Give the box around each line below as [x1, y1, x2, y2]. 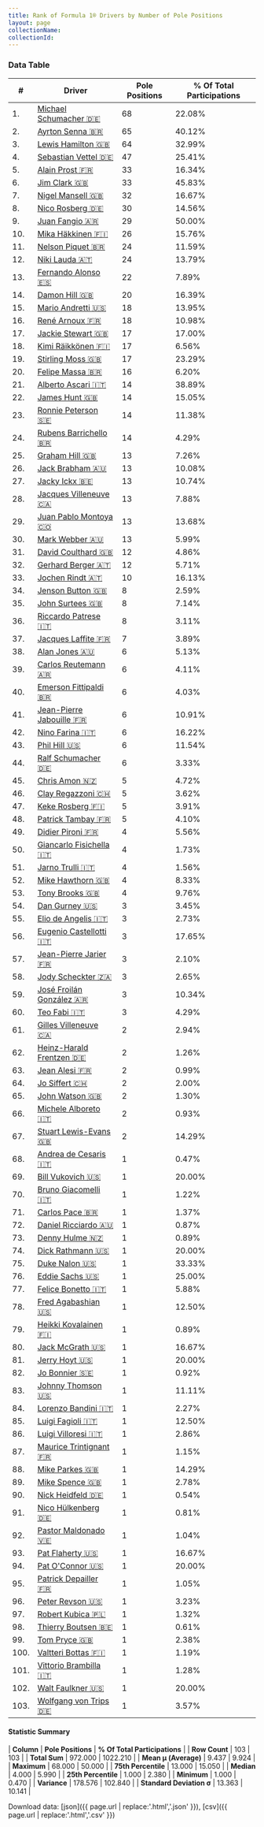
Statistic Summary [8, 1727, 71, 1736]
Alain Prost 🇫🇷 [37, 164, 93, 175]
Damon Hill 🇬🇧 [37, 289, 94, 300]
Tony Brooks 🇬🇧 [37, 887, 100, 899]
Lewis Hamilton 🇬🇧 [37, 139, 110, 150]
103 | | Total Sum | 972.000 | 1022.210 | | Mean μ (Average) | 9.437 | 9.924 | [8, 1753, 256, 1762]
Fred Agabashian [37, 1296, 101, 1307]
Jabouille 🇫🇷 [37, 714, 87, 725]
